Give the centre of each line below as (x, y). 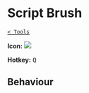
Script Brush (45, 13)
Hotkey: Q (22, 60)
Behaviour (31, 82)
